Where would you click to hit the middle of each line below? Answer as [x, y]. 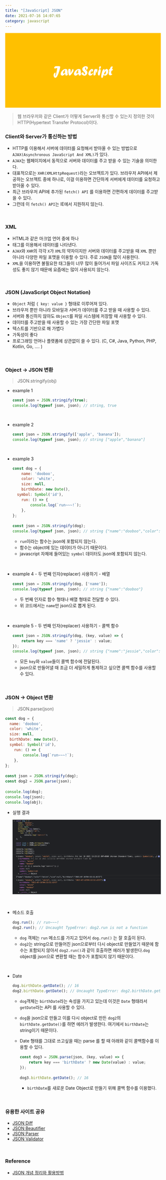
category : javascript [27, 21]
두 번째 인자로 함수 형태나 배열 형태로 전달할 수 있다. [70, 599]
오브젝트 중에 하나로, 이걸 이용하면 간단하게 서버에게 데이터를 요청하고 [93, 179]
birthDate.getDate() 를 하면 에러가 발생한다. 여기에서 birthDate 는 [84, 1024]
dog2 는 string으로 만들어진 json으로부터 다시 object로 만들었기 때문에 [87, 944]
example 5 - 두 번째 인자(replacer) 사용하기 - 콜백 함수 [66, 625]
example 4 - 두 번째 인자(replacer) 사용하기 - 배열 [61, 574]
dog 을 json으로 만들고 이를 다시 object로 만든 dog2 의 [70, 1018]
